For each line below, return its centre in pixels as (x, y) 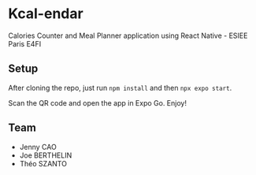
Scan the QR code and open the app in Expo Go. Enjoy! (98, 102)
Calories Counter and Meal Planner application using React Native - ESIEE (128, 35)
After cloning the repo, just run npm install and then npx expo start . (120, 87)
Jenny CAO (38, 147)
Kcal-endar (46, 14)
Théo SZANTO (43, 163)
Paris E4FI (25, 43)
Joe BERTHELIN (46, 155)
